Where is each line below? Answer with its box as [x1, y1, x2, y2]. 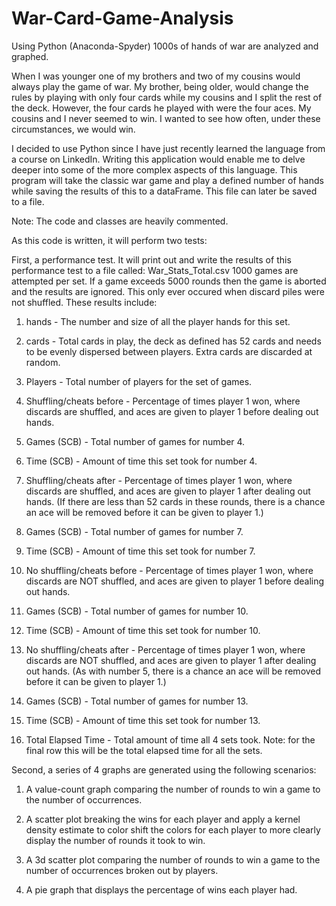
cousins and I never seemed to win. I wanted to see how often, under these [11, 112, 321, 124]
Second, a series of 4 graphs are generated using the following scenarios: [11, 763, 317, 776]
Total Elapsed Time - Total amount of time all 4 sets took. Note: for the [25, 733, 316, 746]
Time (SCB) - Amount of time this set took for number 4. [25, 455, 258, 467]
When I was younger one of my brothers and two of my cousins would [11, 70, 301, 82]
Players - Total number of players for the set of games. [25, 375, 253, 387]
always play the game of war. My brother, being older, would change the [11, 80, 309, 92]
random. [25, 356, 61, 368]
